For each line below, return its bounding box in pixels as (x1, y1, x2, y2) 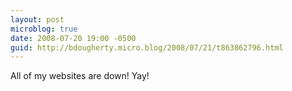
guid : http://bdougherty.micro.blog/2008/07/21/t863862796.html (10, 42, 284, 53)
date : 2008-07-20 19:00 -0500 (10, 33, 137, 43)
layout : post (10, 14, 65, 25)
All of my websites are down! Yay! (10, 70, 150, 82)
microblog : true (10, 24, 78, 34)
